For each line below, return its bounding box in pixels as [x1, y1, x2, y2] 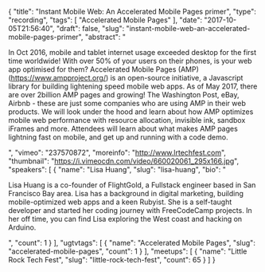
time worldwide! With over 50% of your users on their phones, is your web [8, 56, 252, 65]
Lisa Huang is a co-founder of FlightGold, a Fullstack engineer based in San [8, 180, 256, 190]
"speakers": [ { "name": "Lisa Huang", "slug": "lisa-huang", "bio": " [8, 165, 227, 174]
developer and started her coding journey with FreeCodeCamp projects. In [8, 206, 252, 215]
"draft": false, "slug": [56, 24, 125, 33]
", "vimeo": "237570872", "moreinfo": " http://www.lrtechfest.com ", [8, 148, 227, 157]
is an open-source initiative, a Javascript [110, 73, 244, 82]
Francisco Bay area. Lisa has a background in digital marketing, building [8, 189, 244, 198]
